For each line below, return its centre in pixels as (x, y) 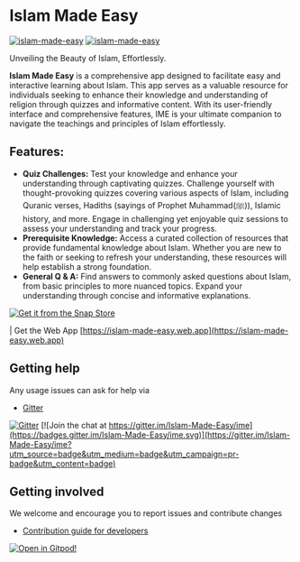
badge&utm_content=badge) (63, 463)
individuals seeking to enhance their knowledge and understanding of (139, 95)
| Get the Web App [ (46, 330)
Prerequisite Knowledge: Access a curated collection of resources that (155, 238)
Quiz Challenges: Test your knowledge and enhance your (130, 173)
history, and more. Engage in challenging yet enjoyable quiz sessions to (155, 218)
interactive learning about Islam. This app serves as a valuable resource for (149, 85)
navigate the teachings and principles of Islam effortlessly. (118, 124)
